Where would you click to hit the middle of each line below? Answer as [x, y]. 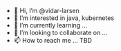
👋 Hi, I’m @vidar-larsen [46, 11]
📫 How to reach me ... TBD [53, 40]
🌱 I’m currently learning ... [50, 25]
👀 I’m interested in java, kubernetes [64, 18]
